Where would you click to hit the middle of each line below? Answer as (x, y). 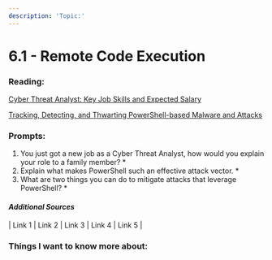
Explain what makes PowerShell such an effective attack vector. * (130, 171)
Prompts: (27, 136)
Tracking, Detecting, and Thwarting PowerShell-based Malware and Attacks (135, 115)
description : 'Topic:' (47, 16)
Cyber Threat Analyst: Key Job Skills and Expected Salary (105, 99)
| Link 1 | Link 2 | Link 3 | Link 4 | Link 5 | (76, 225)
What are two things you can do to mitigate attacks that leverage (128, 180)
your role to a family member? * (73, 162)
